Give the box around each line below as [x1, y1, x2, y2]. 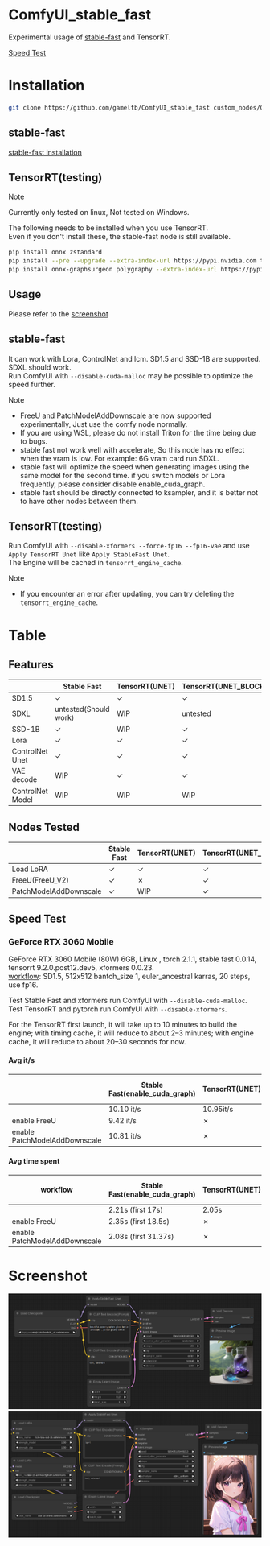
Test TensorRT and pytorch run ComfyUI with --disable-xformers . [8, 1004, 227, 1014]
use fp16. [8, 980, 39, 990]
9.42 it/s [108, 1115, 137, 1125]
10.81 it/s [108, 1131, 141, 1141]
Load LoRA [11, 864, 48, 874]
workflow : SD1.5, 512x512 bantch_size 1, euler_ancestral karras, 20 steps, [8, 972, 251, 982]
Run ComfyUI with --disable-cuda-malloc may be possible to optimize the [8, 370, 254, 380]
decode [11, 775, 38, 784]
